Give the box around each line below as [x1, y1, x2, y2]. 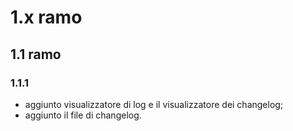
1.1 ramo [10, 46, 62, 63]
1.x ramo [10, 6, 83, 29]
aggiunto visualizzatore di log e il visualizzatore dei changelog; [24, 98, 284, 110]
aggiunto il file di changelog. [24, 109, 142, 121]
